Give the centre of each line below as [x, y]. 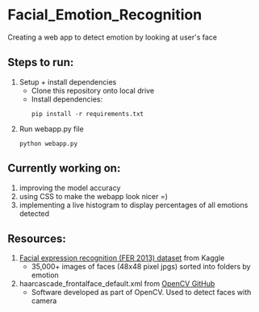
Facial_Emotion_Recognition [105, 15]
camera [44, 301]
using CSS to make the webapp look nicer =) [94, 196]
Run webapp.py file [51, 129]
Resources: [37, 238]
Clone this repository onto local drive [93, 90]
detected [34, 213]
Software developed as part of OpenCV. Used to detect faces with [141, 293]
